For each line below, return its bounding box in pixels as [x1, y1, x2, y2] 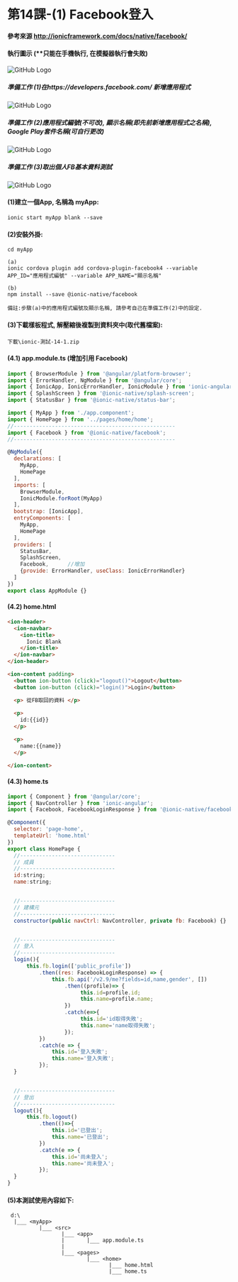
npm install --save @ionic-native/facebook [7, 291, 138, 298]
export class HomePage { [7, 845, 81, 853]
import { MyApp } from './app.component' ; [7, 410, 135, 417]
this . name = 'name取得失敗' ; [80, 1021, 156, 1029]
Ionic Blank [25, 638, 62, 645]
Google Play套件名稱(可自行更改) [7, 127, 105, 136]
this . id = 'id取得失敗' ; [80, 1016, 143, 1023]
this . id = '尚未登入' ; [52, 1153, 108, 1161]
